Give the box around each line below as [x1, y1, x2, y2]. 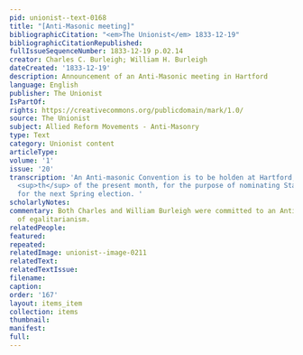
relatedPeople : [9, 223, 67, 232]
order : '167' [9, 290, 59, 299]
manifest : [9, 324, 47, 333]
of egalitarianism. [17, 214, 91, 224]
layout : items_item [9, 299, 83, 308]
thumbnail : [9, 315, 50, 325]
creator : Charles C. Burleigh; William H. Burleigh [9, 55, 207, 64]
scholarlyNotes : [9, 198, 70, 208]
